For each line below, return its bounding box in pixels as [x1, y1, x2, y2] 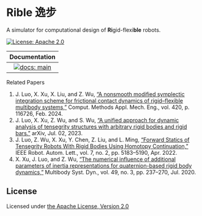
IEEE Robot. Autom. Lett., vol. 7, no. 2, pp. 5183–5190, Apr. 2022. [15, 149, 178, 156]
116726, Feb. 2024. [15, 110, 63, 117]
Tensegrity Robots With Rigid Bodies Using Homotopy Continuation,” [15, 142, 189, 150]
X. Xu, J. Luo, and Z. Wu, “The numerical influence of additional [15, 155, 176, 163]
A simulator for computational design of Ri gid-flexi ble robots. [6, 26, 161, 34]
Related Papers [6, 78, 45, 86]
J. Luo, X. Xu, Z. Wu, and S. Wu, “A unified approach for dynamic [15, 116, 179, 124]
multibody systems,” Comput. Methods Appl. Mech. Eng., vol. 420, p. [15, 103, 190, 111]
